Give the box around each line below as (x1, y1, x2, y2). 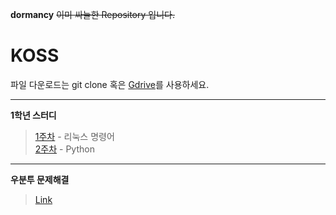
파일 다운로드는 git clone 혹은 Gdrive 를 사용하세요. (10, 78, 210, 90)
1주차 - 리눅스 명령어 (34, 130, 115, 142)
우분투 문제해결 (10, 173, 70, 185)
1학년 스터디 (10, 109, 57, 121)
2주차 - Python (34, 143, 95, 155)
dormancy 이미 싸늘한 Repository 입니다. (10, 9, 175, 20)
